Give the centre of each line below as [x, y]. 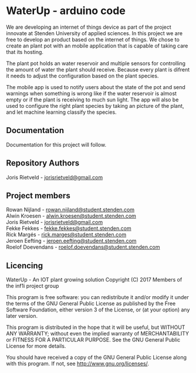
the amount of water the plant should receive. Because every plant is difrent [98, 69]
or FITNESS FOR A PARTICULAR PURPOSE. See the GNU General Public [93, 340]
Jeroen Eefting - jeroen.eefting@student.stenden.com [71, 241]
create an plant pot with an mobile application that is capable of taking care [97, 46]
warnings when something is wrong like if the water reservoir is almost [92, 93]
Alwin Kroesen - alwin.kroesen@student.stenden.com [71, 216]
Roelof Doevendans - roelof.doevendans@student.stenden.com [83, 247]
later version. [22, 316]
